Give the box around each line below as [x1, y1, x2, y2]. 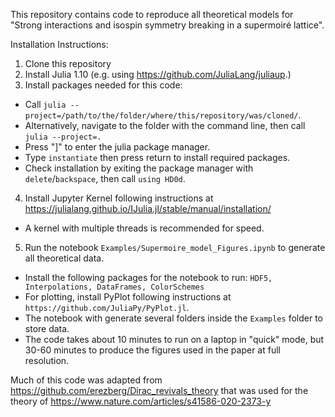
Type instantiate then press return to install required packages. [24, 152, 291, 163]
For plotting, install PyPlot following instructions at [24, 291, 232, 303]
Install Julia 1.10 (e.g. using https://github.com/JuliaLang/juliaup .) [24, 69, 292, 80]
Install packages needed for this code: [24, 79, 183, 91]
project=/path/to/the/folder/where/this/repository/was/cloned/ [24, 111, 299, 121]
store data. [24, 323, 70, 334]
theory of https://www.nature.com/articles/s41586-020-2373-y [10, 395, 272, 407]
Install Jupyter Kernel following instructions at [24, 192, 214, 204]
